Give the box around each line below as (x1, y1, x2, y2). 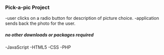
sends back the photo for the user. (5, 20, 76, 26)
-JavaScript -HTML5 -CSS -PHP (5, 44, 71, 51)
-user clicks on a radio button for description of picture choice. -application (5, 15, 160, 21)
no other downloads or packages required (5, 32, 94, 38)
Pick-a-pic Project (5, 4, 50, 11)
